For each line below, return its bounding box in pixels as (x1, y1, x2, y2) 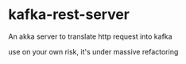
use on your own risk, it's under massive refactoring (8, 47, 179, 56)
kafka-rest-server (8, 6, 130, 24)
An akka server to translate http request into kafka (8, 32, 172, 41)
